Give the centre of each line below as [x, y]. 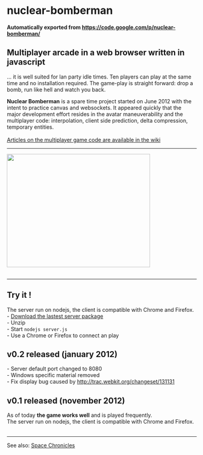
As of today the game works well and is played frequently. [80, 415]
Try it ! [19, 295]
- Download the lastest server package [55, 316]
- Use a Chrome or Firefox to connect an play [63, 335]
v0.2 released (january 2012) [62, 354]
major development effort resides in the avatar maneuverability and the [95, 114]
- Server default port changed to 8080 [55, 369]
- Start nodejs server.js [37, 329]
